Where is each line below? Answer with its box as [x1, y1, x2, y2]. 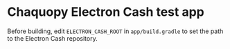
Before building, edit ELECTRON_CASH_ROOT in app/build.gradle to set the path [7, 27, 224, 35]
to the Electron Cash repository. [7, 34, 98, 42]
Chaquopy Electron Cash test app [7, 4, 204, 20]
